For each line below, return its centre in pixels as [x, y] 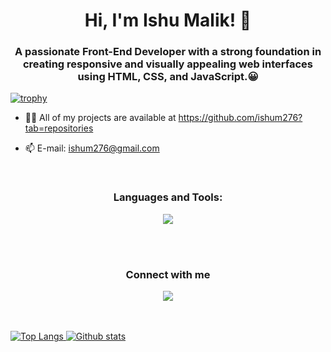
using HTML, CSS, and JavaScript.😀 [168, 77]
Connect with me [168, 274]
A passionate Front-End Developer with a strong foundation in [168, 52]
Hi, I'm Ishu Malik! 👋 [168, 20]
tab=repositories [59, 128]
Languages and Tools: [168, 197]
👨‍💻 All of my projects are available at [100, 118]
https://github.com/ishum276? [240, 118]
